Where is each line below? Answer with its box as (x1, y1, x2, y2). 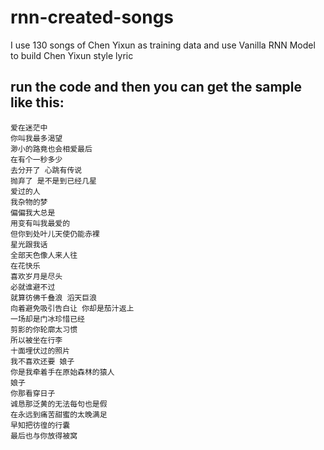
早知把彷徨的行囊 (10, 420, 71, 430)
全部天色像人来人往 (10, 250, 78, 260)
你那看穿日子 (10, 388, 56, 398)
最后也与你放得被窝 (10, 431, 78, 441)
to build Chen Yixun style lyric (10, 49, 134, 61)
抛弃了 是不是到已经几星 (10, 176, 97, 186)
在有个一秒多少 (10, 154, 63, 165)
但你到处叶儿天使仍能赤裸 (10, 229, 100, 239)
